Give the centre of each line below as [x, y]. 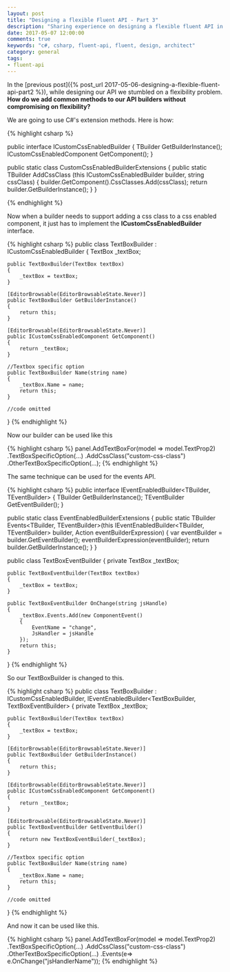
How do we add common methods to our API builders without [96, 99]
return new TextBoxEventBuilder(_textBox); [83, 839]
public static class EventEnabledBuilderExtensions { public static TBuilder [111, 517]
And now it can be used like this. [53, 926]
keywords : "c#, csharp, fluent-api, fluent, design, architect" [101, 46]
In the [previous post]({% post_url [55, 84]
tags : [15, 59]
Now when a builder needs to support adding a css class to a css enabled [112, 216]
